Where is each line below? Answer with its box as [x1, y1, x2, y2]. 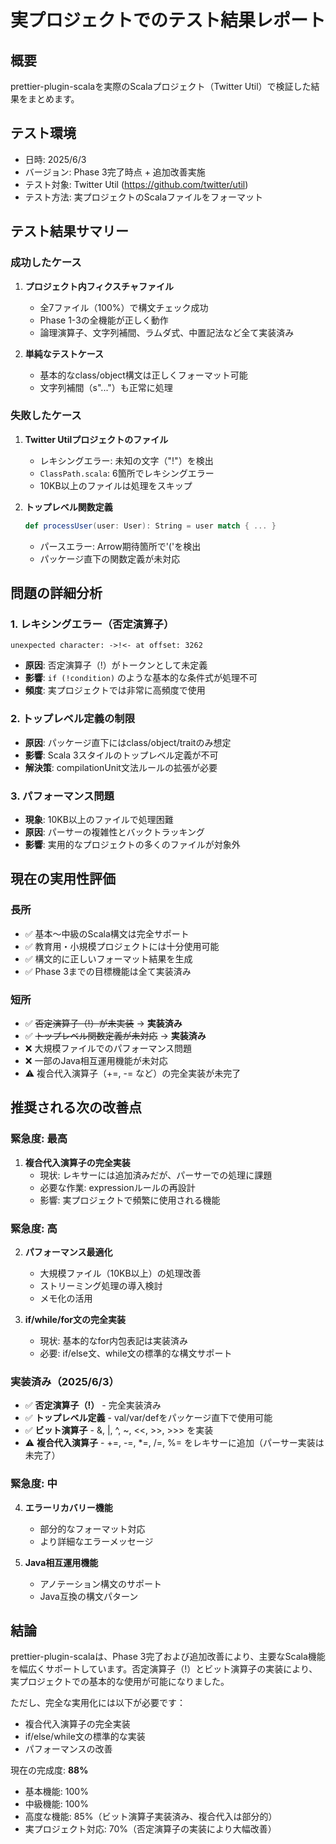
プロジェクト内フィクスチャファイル [24, 280, 174, 292]
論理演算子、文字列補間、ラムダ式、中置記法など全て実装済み [39, 326, 295, 338]
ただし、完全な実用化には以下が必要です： [10, 1697, 186, 1709]
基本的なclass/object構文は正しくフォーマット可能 [39, 369, 248, 381]
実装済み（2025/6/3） [10, 1374, 120, 1388]
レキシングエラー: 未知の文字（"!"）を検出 [39, 454, 214, 466]
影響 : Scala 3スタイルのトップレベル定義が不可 [24, 749, 219, 761]
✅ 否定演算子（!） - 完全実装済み [24, 1399, 162, 1411]
